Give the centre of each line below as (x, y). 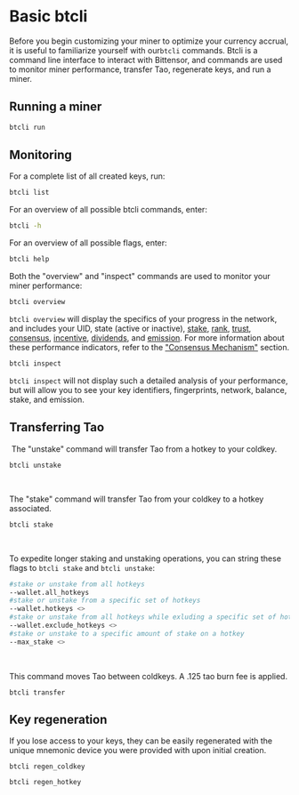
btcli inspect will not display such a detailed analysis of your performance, (149, 381)
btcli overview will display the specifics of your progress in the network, (143, 318)
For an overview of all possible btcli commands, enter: (108, 210)
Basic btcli (48, 16)
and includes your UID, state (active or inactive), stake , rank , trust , (130, 328)
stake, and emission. (47, 399)
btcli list (29, 193)
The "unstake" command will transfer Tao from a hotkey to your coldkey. (144, 449)
